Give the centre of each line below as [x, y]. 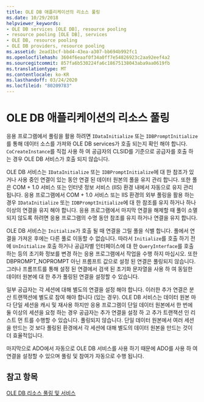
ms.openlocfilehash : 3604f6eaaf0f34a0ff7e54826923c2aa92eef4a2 [88, 57]
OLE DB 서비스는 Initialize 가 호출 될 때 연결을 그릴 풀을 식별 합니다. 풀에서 [97, 230]
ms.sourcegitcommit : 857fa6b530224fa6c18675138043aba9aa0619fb [88, 63]
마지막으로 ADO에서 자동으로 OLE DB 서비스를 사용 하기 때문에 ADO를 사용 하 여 [102, 348]
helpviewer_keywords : [34, 23]
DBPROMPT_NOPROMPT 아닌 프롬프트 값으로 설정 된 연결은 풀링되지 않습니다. [101, 261]
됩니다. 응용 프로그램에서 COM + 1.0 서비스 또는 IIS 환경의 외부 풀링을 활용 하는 [100, 195]
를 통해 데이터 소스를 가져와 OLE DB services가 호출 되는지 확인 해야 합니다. [97, 144]
